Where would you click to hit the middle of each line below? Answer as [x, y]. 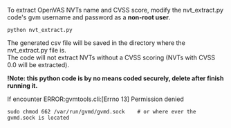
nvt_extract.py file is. [37, 50]
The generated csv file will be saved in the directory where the [96, 43]
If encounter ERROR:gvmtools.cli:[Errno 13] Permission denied [96, 99]
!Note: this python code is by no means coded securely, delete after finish [115, 78]
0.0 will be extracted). [38, 65]
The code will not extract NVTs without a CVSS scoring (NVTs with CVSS [111, 57]
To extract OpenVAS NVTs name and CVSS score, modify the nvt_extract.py [115, 10]
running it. [22, 85]
